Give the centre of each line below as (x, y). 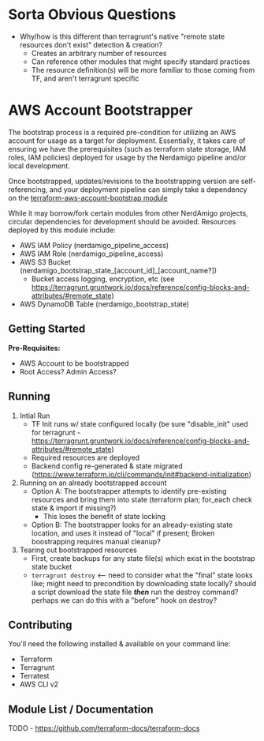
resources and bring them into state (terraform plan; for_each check (142, 499)
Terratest (34, 676)
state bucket (52, 566)
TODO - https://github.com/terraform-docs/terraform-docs (104, 728)
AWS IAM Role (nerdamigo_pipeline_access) (91, 254)
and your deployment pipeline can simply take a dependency (148, 189)
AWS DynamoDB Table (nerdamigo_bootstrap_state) (104, 304)
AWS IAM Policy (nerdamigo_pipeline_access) (94, 245)
